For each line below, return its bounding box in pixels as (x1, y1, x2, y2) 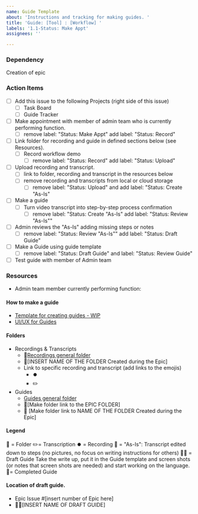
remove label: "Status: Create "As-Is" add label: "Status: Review (32, 210, 189, 217)
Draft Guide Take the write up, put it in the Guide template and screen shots (6, 455, 191, 462)
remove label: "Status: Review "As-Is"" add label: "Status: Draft (23, 230, 178, 237)
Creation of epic (6, 69, 46, 76)
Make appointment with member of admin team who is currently (14, 117, 172, 125)
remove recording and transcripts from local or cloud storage (23, 177, 173, 184)
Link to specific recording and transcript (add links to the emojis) (23, 364, 182, 371)
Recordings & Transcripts (14, 345, 77, 352)
